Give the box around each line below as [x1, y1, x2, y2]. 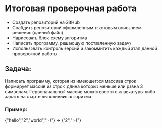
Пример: [5, 106, 28, 113]
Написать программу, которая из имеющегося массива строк [5, 78, 137, 84]
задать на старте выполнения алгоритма [5, 94, 92, 99]
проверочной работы [12, 50, 58, 57]
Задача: [5, 65, 31, 73]
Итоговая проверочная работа [5, 3, 137, 14]
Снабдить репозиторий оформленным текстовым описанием [12, 24, 142, 30]
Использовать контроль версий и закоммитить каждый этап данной [12, 45, 158, 51]
